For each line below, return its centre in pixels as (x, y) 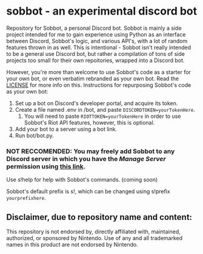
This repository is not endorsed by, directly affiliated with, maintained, (93, 232)
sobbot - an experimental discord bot (102, 11)
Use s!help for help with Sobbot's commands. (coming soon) (82, 180)
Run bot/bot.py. (35, 136)
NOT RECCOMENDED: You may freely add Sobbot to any (91, 151)
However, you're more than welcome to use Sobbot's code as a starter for (98, 72)
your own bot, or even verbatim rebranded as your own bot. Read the (93, 78)
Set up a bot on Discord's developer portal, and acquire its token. (96, 103)
